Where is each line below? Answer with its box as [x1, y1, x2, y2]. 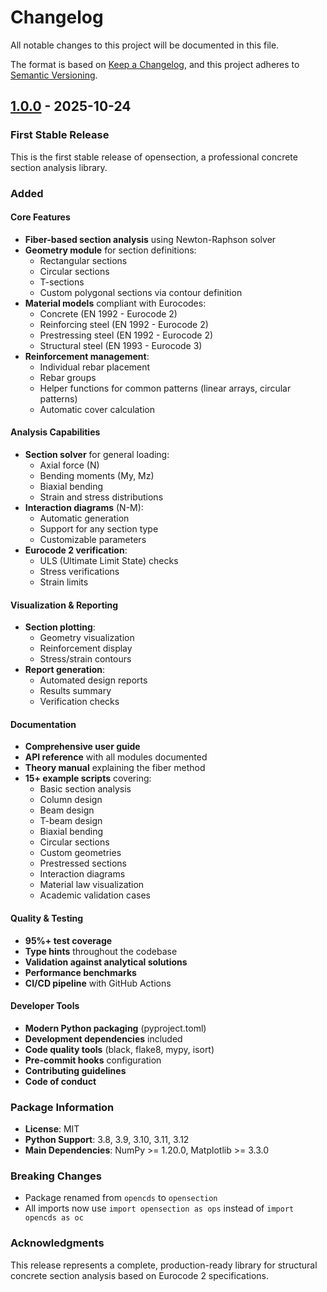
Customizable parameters [39, 533, 147, 545]
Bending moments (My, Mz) [39, 469, 155, 481]
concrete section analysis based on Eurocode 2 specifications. [10, 1269, 269, 1281]
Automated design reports [39, 674, 148, 686]
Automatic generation [39, 512, 130, 524]
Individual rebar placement [39, 361, 151, 373]
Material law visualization [39, 879, 145, 891]
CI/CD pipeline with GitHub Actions [24, 977, 172, 989]
